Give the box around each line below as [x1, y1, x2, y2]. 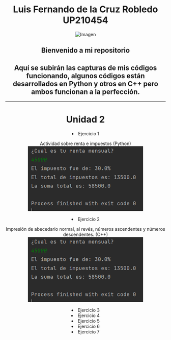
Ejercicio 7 [77, 329, 100, 335]
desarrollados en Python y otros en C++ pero [12, 79, 159, 88]
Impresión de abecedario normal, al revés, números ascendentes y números [6, 226, 165, 232]
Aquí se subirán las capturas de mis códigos [14, 63, 157, 72]
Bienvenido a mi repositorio [41, 46, 130, 55]
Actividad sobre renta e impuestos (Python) [40, 140, 131, 147]
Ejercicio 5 [77, 318, 100, 324]
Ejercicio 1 [78, 131, 99, 137]
